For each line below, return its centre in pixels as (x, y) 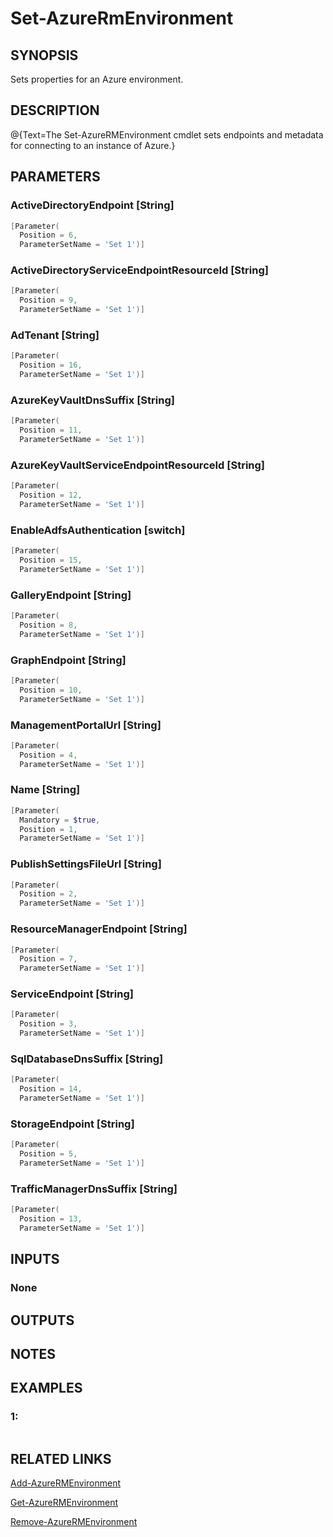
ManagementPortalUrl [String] (86, 725)
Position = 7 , (48, 959)
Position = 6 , (48, 235)
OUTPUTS (42, 1320)
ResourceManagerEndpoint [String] (99, 929)
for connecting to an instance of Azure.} (93, 145)
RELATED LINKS (61, 1459)
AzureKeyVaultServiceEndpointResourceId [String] (138, 465)
